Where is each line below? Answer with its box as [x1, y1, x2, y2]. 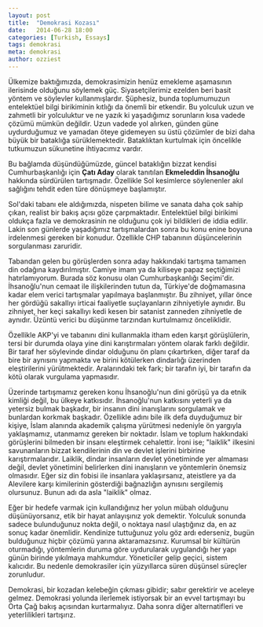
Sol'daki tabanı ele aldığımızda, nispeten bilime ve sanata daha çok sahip [8, 199, 243, 208]
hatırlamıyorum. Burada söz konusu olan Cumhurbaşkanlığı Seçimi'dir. [8, 273, 235, 282]
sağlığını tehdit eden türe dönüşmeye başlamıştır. [8, 184, 167, 194]
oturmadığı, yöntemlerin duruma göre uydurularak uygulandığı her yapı [8, 544, 237, 554]
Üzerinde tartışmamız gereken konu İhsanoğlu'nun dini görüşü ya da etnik [8, 387, 247, 396]
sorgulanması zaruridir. [8, 241, 82, 250]
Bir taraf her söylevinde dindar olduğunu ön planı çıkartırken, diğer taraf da [8, 347, 250, 356]
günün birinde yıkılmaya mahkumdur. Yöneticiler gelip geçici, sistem [8, 552, 228, 562]
